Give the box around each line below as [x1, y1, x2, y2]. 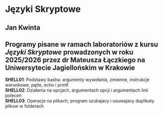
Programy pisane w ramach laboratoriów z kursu [5, 40, 159, 48]
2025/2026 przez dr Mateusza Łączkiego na [5, 56, 145, 64]
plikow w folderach [5, 103, 44, 109]
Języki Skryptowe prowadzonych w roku [5, 48, 134, 56]
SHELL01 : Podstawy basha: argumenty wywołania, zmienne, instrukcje [5, 77, 150, 83]
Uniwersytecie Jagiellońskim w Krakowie [5, 63, 135, 72]
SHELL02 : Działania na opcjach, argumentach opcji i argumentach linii [5, 87, 149, 93]
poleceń [5, 93, 22, 99]
